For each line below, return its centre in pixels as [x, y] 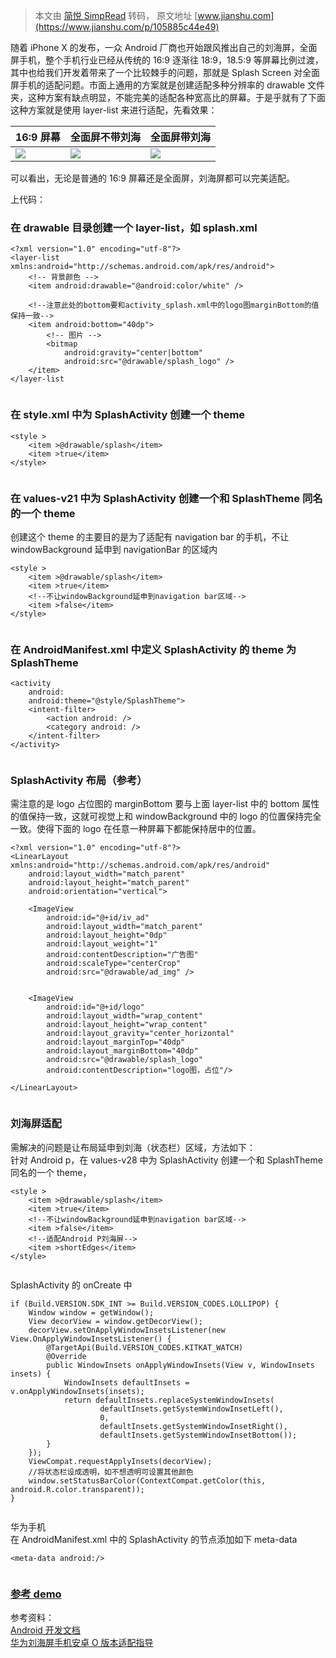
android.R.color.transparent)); [77, 1489]
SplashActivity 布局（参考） [79, 781]
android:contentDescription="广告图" [122, 955]
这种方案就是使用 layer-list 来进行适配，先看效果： [114, 110]
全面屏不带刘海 [105, 137]
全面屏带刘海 [180, 137]
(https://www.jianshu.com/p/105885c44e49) [127, 27]
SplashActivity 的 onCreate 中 [71, 1285]
